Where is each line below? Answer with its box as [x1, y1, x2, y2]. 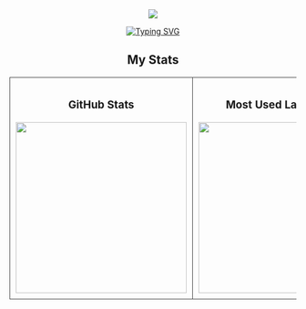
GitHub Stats [67, 98, 135, 112]
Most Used [225, 98, 282, 112]
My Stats [127, 52, 179, 67]
